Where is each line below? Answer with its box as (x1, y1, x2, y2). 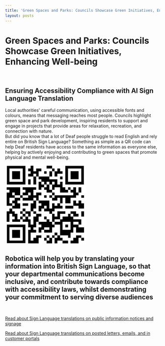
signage (5, 321, 22, 327)
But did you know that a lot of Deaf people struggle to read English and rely (5, 134, 158, 139)
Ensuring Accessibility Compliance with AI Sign (5, 86, 154, 95)
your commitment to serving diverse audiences (5, 293, 154, 301)
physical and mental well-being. (5, 154, 70, 160)
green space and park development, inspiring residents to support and (5, 118, 148, 124)
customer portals (5, 336, 40, 342)
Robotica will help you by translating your (5, 254, 135, 263)
